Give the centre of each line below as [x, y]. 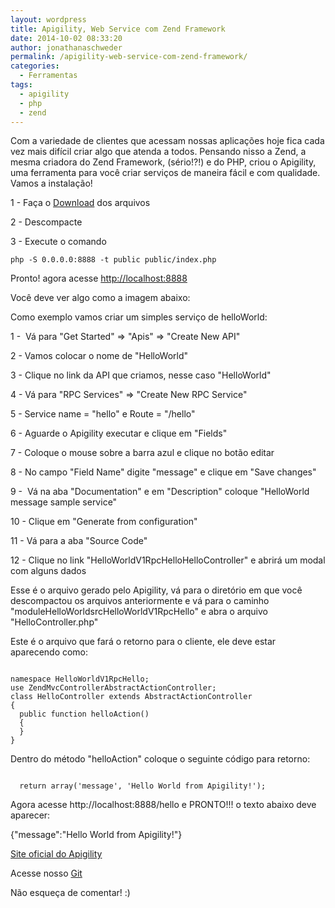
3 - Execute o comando [58, 242]
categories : [35, 66]
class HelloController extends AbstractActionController [131, 697]
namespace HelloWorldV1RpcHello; [80, 679]
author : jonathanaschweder [66, 47]
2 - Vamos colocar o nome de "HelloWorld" [99, 356]
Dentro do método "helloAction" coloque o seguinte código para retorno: [160, 759]
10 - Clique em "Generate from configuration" [104, 522]
